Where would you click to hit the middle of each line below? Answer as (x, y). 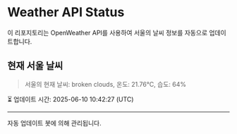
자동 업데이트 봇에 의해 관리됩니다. (54, 123)
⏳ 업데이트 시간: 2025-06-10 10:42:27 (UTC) (71, 99)
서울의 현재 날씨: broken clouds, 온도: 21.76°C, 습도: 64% (105, 84)
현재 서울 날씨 (35, 66)
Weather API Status (66, 12)
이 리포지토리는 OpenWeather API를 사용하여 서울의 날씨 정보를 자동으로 (108, 32)
